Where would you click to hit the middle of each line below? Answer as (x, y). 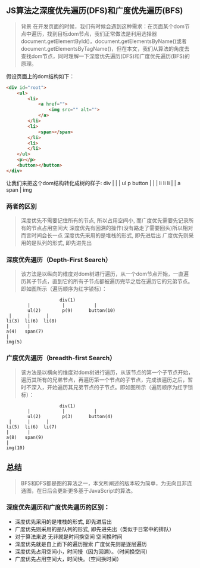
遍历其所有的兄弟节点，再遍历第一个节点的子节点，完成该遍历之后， (104, 380)
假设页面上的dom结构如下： (40, 76)
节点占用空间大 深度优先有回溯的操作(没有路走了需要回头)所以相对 (112, 228)
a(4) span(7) (25, 331)
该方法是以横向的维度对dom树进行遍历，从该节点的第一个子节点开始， (107, 372)
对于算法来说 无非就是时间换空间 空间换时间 (68, 536)
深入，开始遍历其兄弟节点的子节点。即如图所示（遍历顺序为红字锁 (112, 387)
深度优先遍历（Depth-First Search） (59, 260)
